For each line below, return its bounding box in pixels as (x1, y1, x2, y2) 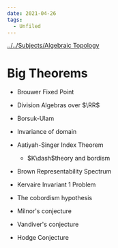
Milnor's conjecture (16, 207, 72, 215)
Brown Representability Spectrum (16, 167, 112, 176)
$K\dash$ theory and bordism (27, 154, 110, 163)
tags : (7, 16, 23, 23)
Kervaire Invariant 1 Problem (16, 180, 96, 189)
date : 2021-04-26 (7, 10, 57, 17)
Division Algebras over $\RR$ (16, 101, 100, 109)
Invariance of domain (16, 128, 77, 136)
